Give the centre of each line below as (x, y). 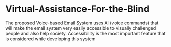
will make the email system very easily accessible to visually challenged (81, 28)
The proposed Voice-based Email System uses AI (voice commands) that (82, 23)
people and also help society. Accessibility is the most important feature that (85, 33)
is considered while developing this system (50, 39)
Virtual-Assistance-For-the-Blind (77, 9)
